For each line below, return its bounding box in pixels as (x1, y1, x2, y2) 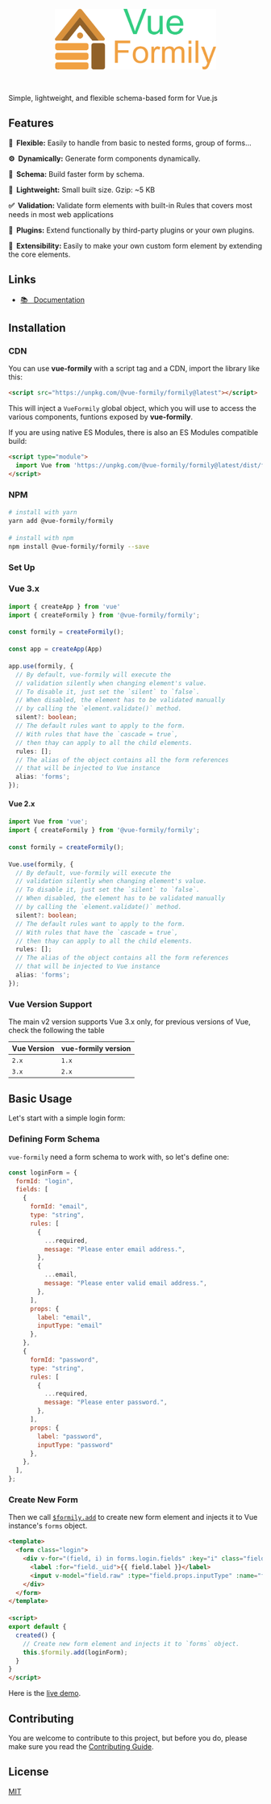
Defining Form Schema (8, 1133, 101, 1145)
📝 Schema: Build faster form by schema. (8, 169, 145, 178)
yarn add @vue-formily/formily (8, 517, 114, 525)
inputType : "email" (37, 1321, 103, 1330)
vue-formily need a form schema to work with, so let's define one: (8, 1152, 230, 1162)
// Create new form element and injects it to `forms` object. (23, 1639, 240, 1647)
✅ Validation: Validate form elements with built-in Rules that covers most (8, 200, 252, 210)
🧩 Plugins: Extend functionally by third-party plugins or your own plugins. (8, 225, 255, 235)
